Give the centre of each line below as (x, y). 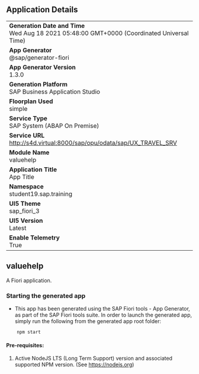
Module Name (29, 152)
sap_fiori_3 (24, 211)
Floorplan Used (31, 101)
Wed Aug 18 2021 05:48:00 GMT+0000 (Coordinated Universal (99, 33)
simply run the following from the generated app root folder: (88, 321)
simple (18, 108)
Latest (18, 228)
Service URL (27, 135)
